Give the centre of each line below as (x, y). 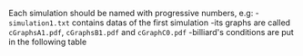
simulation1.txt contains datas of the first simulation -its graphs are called (150, 23)
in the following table (48, 42)
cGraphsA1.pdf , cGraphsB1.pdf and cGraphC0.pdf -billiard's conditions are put (151, 32)
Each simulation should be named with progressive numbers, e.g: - (134, 13)
